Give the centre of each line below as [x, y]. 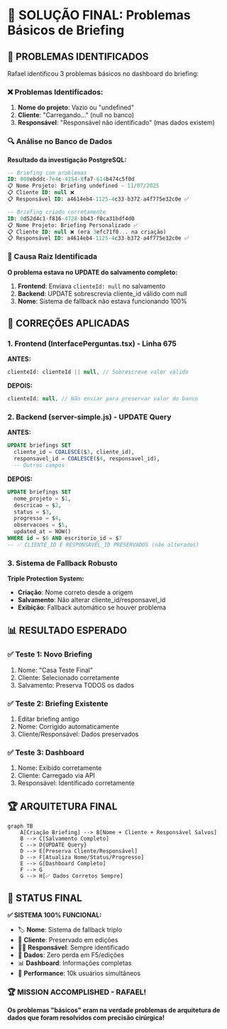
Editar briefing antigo [48, 719]
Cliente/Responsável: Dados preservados [78, 734]
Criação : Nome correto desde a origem [75, 592]
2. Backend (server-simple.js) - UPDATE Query [89, 417]
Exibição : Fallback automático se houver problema [92, 607]
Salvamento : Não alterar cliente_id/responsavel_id [92, 600]
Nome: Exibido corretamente [60, 768]
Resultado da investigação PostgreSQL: [67, 159]
